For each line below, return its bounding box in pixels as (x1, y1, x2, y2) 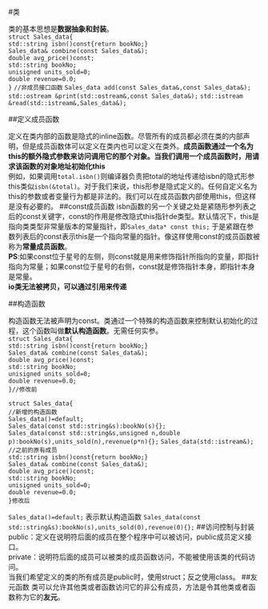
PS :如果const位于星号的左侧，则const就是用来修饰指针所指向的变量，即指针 (8, 252, 260, 261)
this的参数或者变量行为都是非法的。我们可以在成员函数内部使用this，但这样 (8, 192, 257, 201)
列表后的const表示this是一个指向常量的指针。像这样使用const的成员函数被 (14, 232, 260, 241)
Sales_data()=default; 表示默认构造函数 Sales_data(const (8, 512, 202, 522)
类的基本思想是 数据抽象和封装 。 (8, 24, 114, 34)
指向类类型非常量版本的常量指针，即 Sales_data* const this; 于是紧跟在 (8, 221, 247, 231)
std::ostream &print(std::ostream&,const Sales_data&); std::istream (8, 92, 244, 100)
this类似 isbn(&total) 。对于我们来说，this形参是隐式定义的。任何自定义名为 (8, 181, 258, 191)
